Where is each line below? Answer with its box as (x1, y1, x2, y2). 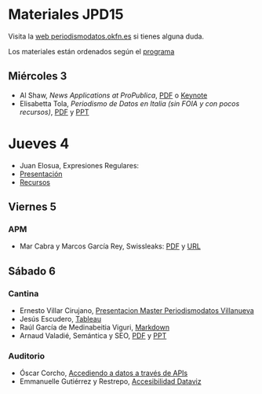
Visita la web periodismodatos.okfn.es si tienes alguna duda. (8, 31, 205, 41)
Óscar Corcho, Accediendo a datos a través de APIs (19, 368, 188, 378)
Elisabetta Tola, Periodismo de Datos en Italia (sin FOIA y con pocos (19, 98, 240, 108)
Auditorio (8, 350, 45, 361)
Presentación (19, 169, 63, 179)
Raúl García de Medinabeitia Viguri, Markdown (19, 322, 170, 332)
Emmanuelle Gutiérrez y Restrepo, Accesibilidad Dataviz (19, 377, 202, 386)
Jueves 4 (8, 134, 70, 153)
